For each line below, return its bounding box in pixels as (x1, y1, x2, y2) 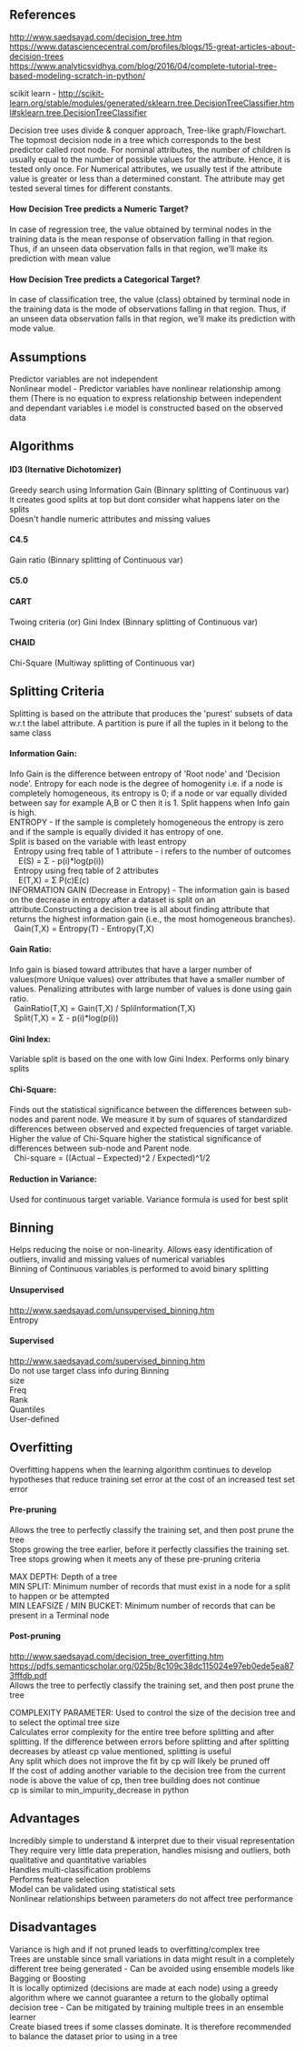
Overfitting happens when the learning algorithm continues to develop (9, 1464, 272, 1475)
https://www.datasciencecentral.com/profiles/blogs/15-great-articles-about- (9, 41, 296, 52)
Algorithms (9, 439, 74, 454)
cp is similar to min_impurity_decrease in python (9, 1784, 189, 1796)
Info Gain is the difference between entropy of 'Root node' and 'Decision (9, 768, 280, 779)
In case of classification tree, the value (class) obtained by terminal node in (9, 294, 290, 305)
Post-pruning (9, 1630, 62, 1641)
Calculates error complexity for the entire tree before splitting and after (9, 1727, 275, 1738)
